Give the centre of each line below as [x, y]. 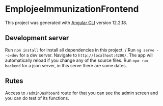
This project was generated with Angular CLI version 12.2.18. [66, 23]
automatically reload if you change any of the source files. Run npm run [77, 60]
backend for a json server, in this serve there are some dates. [66, 65]
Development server [37, 38]
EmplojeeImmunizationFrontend [72, 9]
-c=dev [12, 55]
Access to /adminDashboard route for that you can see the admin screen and [81, 93]
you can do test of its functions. [37, 98]
